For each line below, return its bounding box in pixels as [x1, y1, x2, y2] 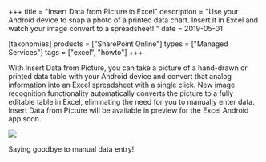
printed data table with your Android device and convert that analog [8, 72, 232, 81]
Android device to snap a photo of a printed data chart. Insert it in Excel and [8, 15, 259, 25]
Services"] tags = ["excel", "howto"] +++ [8, 48, 143, 57]
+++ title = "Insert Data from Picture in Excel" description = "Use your [8, 7, 239, 16]
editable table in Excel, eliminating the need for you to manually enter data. [8, 97, 255, 106]
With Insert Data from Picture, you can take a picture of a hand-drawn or [8, 63, 248, 73]
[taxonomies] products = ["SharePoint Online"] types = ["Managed [8, 39, 228, 49]
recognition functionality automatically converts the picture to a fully [8, 89, 234, 98]
